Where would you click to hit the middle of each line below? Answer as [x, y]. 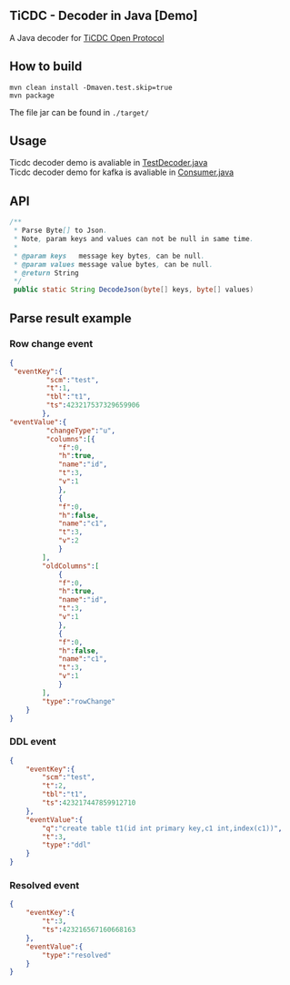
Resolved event [45, 886]
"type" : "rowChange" [79, 701]
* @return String [46, 273]
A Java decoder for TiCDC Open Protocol [87, 37]
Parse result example [70, 318]
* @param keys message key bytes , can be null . [109, 256]
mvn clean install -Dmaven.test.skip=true [91, 87]
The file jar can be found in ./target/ [80, 112]
